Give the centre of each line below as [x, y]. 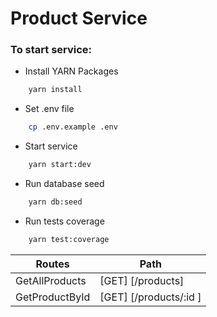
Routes [52, 264]
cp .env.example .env [73, 127]
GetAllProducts [51, 280]
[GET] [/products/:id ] [150, 297]
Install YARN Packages [71, 71]
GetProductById [53, 297]
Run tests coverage [64, 221]
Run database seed [64, 184]
